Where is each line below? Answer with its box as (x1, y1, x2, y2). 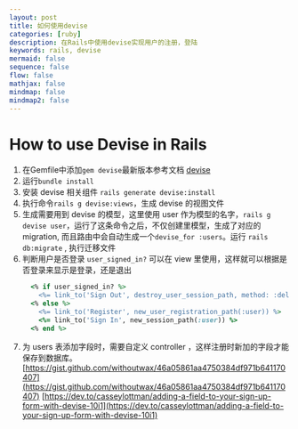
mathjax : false (9, 79, 66, 88)
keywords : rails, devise (9, 46, 101, 55)
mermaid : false (9, 54, 66, 63)
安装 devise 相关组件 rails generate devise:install (21, 187, 216, 198)
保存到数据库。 (21, 352, 77, 363)
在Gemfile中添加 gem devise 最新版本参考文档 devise (21, 165, 211, 175)
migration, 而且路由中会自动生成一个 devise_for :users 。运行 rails (21, 231, 269, 242)
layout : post (9, 12, 58, 22)
